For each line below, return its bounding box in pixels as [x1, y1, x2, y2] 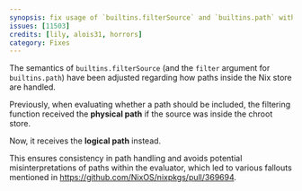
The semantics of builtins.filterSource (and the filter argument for [9, 63, 271, 74]
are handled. [9, 82, 57, 92]
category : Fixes [9, 38, 70, 48]
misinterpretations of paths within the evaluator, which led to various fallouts [9, 162, 292, 173]
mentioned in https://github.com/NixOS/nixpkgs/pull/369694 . [9, 172, 236, 183]
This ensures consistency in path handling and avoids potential [9, 153, 243, 164]
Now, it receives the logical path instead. [9, 135, 162, 146]
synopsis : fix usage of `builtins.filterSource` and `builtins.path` [9, 13, 276, 22]
